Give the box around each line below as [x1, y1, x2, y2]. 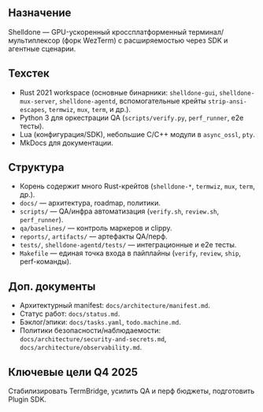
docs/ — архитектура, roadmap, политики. [19, 199, 161, 208]
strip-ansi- [208, 98, 247, 106]
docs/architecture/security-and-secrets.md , [19, 334, 167, 343]
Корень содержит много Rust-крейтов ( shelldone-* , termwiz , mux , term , [19, 181, 256, 191]
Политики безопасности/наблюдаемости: [19, 326, 161, 336]
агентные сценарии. [8, 43, 76, 54]
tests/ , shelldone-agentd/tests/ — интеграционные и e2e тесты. [19, 240, 237, 250]
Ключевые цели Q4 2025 [8, 366, 139, 379]
